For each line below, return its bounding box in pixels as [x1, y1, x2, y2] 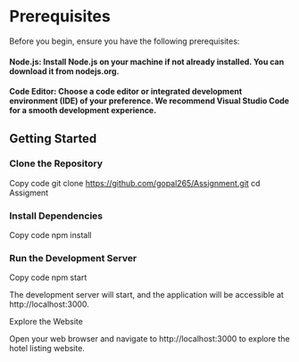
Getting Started [9, 131, 97, 146]
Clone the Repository [9, 158, 104, 170]
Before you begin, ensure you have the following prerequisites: [9, 36, 240, 46]
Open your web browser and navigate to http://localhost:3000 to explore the [9, 333, 290, 344]
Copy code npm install [9, 230, 92, 241]
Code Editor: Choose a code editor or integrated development [9, 86, 243, 97]
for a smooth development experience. [9, 105, 157, 116]
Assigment [9, 187, 49, 198]
